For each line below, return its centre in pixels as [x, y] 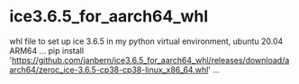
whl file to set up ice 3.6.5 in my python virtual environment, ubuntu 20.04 [146, 41]
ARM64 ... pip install [46, 50]
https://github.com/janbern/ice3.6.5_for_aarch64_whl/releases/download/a [151, 60]
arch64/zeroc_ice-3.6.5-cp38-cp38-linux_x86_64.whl [109, 70]
